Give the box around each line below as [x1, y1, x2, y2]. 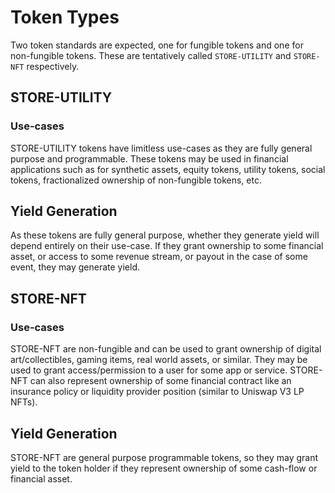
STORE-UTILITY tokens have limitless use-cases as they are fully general [10, 142, 313, 154]
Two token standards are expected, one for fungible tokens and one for [10, 39, 304, 51]
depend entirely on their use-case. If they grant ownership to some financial [10, 240, 324, 252]
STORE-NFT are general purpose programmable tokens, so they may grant [10, 451, 319, 463]
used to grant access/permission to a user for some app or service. [10, 364, 288, 376]
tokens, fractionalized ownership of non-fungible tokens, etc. [10, 174, 262, 186]
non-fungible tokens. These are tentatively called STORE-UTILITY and [10, 49, 292, 61]
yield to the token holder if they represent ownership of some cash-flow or [10, 462, 318, 474]
